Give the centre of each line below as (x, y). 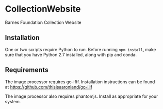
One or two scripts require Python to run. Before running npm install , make (81, 49)
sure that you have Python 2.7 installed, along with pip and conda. (71, 54)
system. (13, 101)
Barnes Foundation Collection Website (43, 22)
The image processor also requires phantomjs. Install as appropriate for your (81, 96)
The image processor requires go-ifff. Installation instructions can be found (80, 82)
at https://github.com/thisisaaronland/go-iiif (49, 87)
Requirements (27, 70)
